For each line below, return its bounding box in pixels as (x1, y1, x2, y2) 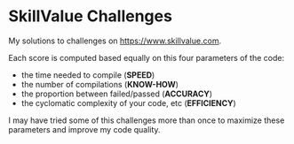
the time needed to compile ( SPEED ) (20, 69, 155, 80)
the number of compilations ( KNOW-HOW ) (20, 79, 179, 89)
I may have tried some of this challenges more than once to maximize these (8, 115, 285, 125)
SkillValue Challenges (8, 6, 172, 27)
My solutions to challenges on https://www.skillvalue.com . (8, 35, 222, 46)
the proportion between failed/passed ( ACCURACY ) (20, 88, 213, 99)
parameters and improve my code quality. (8, 124, 161, 134)
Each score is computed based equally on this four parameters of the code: (8, 52, 285, 63)
